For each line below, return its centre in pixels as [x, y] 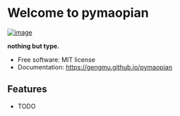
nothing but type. [34, 46]
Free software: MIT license [56, 59]
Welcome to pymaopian [78, 13]
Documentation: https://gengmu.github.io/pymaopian [95, 67]
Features [27, 89]
